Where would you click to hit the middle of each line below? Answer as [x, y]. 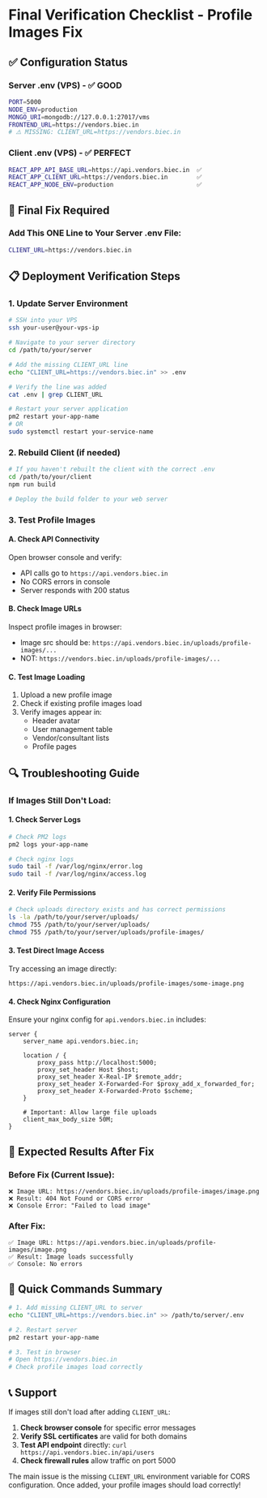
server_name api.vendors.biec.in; [81, 1042]
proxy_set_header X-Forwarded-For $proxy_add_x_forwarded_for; [146, 1084]
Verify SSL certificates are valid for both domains [104, 1436]
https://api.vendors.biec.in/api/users [87, 1453]
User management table [72, 730]
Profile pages [54, 747]
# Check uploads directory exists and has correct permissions [117, 910]
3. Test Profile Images [52, 519]
